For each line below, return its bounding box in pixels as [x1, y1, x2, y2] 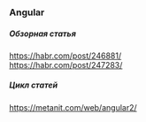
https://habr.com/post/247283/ [9, 59, 123, 70]
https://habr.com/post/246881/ [9, 50, 122, 61]
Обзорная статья [9, 28, 77, 39]
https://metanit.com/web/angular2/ [9, 102, 137, 112]
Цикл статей [9, 80, 58, 90]
